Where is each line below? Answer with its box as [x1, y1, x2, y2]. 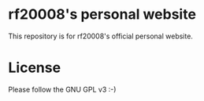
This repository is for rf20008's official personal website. [8, 31, 193, 41]
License [8, 59, 61, 77]
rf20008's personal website [8, 5, 197, 23]
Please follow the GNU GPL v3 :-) [8, 85, 117, 94]
